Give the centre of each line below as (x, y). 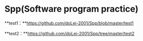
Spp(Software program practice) (71, 9)
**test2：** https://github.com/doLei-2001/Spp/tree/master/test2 (70, 33)
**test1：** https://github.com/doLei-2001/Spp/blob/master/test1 (69, 23)
